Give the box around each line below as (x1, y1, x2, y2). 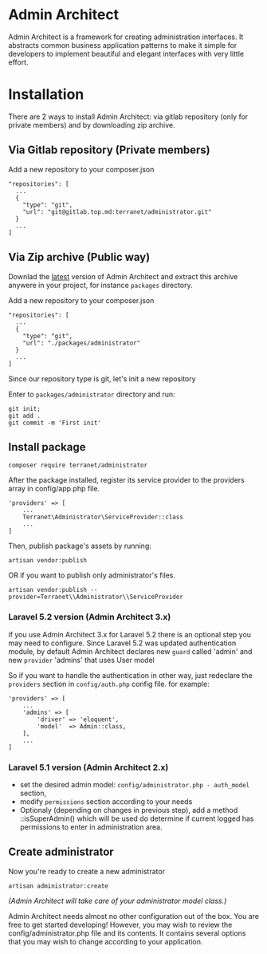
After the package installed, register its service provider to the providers (8, 475, 245, 485)
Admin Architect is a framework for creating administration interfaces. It (8, 32, 244, 41)
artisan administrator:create (8, 881, 109, 890)
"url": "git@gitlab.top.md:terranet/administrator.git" (22, 207, 213, 216)
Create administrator (8, 846, 114, 859)
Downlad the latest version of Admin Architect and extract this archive (8, 271, 238, 281)
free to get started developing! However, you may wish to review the (8, 920, 233, 929)
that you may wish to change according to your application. (8, 936, 203, 946)
